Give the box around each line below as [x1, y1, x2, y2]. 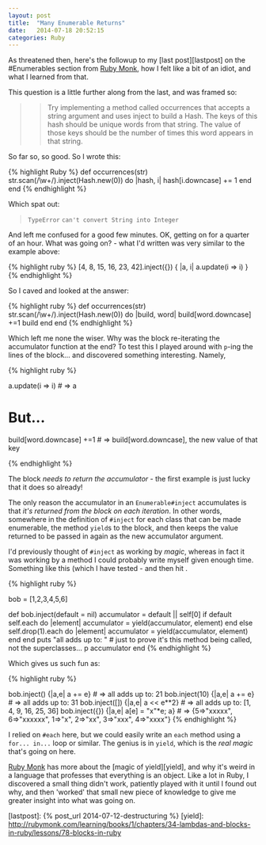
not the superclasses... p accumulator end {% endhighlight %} [8, 643, 211, 653]
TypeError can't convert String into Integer [27, 216, 180, 224]
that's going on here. [8, 747, 77, 756]
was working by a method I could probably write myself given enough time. [8, 555, 254, 565]
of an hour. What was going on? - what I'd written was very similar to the [8, 238, 245, 248]
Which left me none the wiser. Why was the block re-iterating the [8, 333, 220, 343]
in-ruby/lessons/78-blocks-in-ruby [8, 828, 122, 838]
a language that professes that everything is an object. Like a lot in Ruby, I [8, 771, 249, 780]
